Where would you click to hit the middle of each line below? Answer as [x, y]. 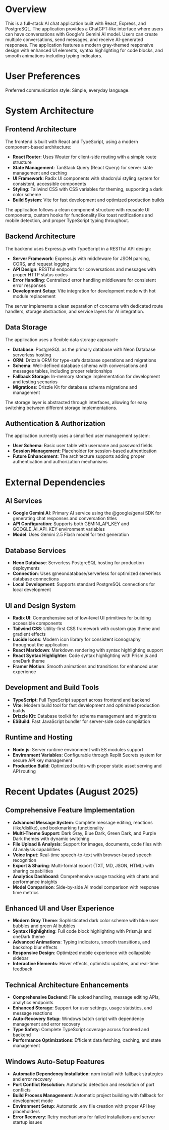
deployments [26, 568]
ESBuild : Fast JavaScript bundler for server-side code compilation [81, 721]
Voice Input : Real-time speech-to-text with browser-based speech [82, 855]
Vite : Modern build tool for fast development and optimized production [86, 705]
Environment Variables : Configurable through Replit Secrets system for [87, 755]
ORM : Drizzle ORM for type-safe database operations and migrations [84, 360]
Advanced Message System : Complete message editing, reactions [82, 822]
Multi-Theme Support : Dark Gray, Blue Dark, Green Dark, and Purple [84, 833]
